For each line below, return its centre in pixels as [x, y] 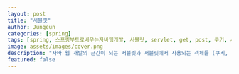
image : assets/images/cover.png [55, 47]
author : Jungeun [31, 27]
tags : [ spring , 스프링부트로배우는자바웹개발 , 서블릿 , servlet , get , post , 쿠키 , [117, 40]
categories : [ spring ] [39, 33]
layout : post [27, 14]
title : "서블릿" [29, 20]
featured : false [31, 60]
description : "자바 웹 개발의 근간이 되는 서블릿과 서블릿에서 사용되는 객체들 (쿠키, [118, 54]
